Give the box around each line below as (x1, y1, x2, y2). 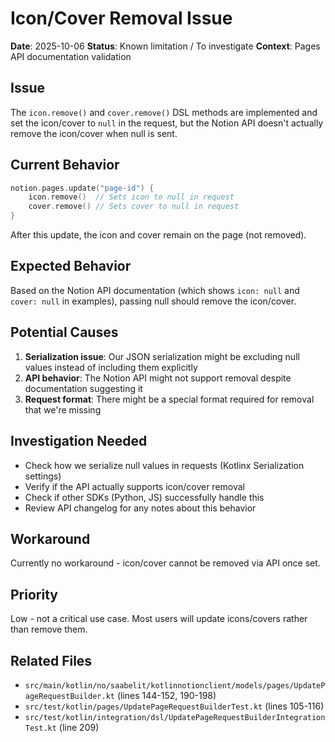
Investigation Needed (10, 433, 148, 450)
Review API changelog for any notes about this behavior (24, 502, 257, 514)
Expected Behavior (10, 258, 132, 275)
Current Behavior (10, 157, 120, 174)
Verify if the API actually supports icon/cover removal (24, 480, 245, 492)
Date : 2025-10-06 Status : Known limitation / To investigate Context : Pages (10, 40, 321, 52)
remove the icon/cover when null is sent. (10, 127, 178, 139)
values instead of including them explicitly (24, 361, 198, 373)
